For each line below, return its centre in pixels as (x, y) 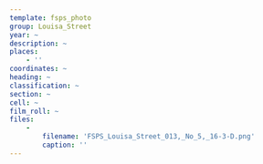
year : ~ (24, 35)
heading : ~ (30, 77)
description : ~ (38, 43)
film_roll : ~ (34, 111)
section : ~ (30, 94)
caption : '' (65, 145)
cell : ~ (24, 102)
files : (22, 119)
